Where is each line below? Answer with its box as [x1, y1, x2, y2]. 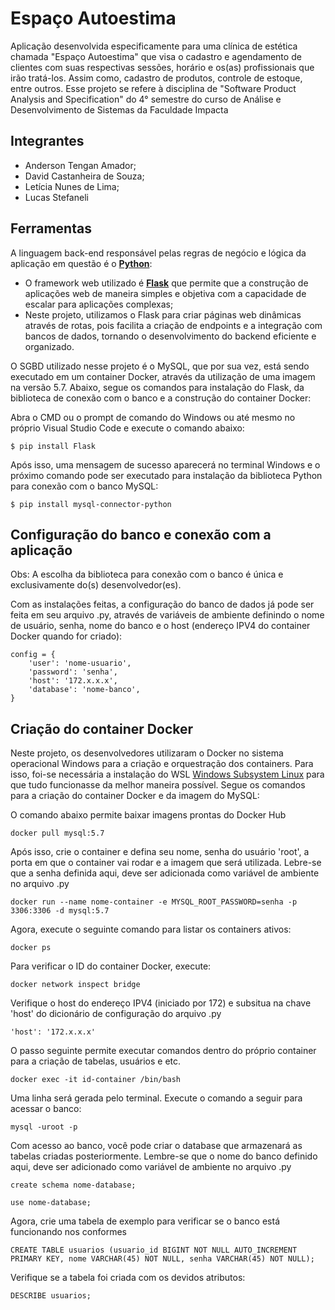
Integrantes [10, 133, 85, 150]
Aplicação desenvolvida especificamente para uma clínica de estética [10, 40, 298, 52]
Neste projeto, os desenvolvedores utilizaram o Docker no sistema [10, 747, 284, 759]
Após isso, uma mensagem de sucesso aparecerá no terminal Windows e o [10, 458, 321, 471]
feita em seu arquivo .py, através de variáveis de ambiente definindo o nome [10, 609, 325, 621]
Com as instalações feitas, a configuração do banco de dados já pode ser [10, 598, 315, 611]
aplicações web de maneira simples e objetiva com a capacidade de [24, 287, 307, 299]
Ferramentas [10, 220, 92, 237]
